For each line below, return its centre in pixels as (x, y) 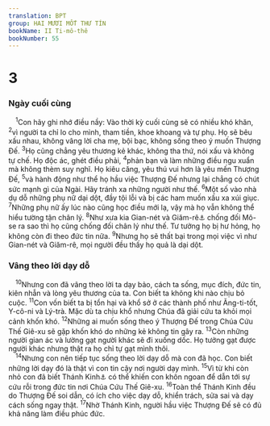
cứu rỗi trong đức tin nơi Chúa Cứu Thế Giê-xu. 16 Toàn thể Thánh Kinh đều (132, 386)
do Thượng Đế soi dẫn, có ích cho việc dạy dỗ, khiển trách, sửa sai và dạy (131, 395)
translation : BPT (37, 16)
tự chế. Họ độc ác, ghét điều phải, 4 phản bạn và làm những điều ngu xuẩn (131, 160)
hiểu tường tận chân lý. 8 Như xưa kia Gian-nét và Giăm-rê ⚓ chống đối (125, 217)
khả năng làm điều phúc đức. (57, 414)
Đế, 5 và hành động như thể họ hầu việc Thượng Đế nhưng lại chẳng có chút (134, 178)
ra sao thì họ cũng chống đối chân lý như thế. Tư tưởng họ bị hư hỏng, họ (139, 226)
